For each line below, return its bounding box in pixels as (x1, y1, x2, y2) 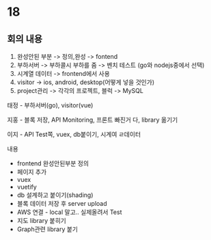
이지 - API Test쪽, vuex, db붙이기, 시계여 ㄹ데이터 (7, 131, 141, 138)
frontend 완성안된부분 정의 (16, 159, 89, 168)
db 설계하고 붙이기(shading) (16, 191, 94, 199)
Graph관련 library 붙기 (16, 225, 79, 233)
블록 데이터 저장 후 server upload (16, 200, 107, 207)
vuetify (16, 183, 38, 191)
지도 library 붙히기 (16, 217, 66, 224)
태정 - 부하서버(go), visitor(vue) (7, 101, 94, 109)
